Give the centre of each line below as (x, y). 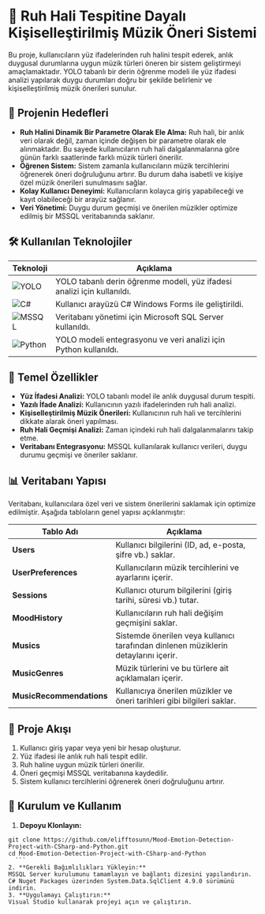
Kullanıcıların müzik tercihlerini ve (177, 568)
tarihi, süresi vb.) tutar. (157, 601)
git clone (24, 840)
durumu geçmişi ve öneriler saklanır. (78, 455)
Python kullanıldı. (87, 349)
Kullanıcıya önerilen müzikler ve (174, 691)
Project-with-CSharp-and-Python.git (68, 847)
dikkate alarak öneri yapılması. (69, 421)
